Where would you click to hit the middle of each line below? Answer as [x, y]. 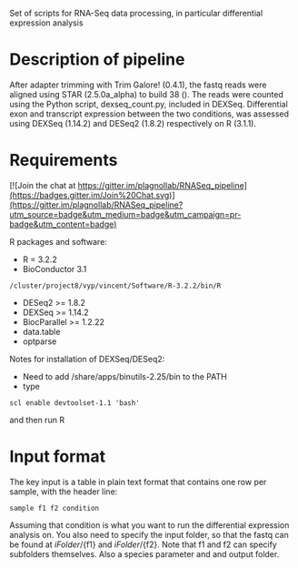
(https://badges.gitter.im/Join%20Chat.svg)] [92, 195]
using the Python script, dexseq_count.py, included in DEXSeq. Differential [149, 104]
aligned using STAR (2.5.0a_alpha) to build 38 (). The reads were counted [147, 94]
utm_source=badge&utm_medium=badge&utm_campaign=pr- [125, 214]
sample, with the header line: [64, 492]
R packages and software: [58, 241]
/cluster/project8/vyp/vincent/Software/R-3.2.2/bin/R [115, 286]
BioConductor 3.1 [55, 269]
